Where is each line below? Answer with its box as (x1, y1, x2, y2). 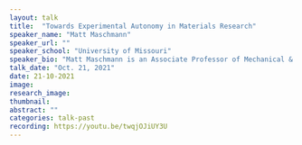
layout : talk (9, 13, 59, 23)
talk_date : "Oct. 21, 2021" (9, 64, 116, 73)
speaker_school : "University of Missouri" (9, 47, 172, 56)
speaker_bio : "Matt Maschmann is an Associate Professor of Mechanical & (9, 55, 294, 64)
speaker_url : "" (9, 38, 71, 48)
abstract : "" (9, 105, 59, 114)
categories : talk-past (9, 113, 95, 122)
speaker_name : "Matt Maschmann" (9, 30, 131, 39)
